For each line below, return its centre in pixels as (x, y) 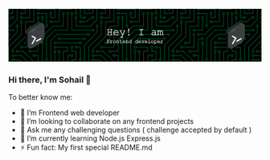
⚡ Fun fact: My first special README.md (86, 148)
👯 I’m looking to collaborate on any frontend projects (107, 121)
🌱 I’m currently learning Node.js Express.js (90, 138)
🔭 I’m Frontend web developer (70, 113)
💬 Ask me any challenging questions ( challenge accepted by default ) (136, 130)
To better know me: (41, 97)
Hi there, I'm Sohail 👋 (50, 80)
